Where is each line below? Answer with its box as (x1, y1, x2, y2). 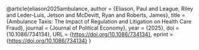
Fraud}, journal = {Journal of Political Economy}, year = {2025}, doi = (6, 24, 180, 31)
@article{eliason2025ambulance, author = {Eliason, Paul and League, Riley (6, 5, 194, 12)
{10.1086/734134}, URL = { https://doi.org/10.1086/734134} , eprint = (6, 31, 174, 38)
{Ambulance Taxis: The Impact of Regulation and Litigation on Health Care (6, 18, 192, 25)
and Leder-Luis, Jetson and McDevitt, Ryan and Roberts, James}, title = (6, 11, 186, 19)
